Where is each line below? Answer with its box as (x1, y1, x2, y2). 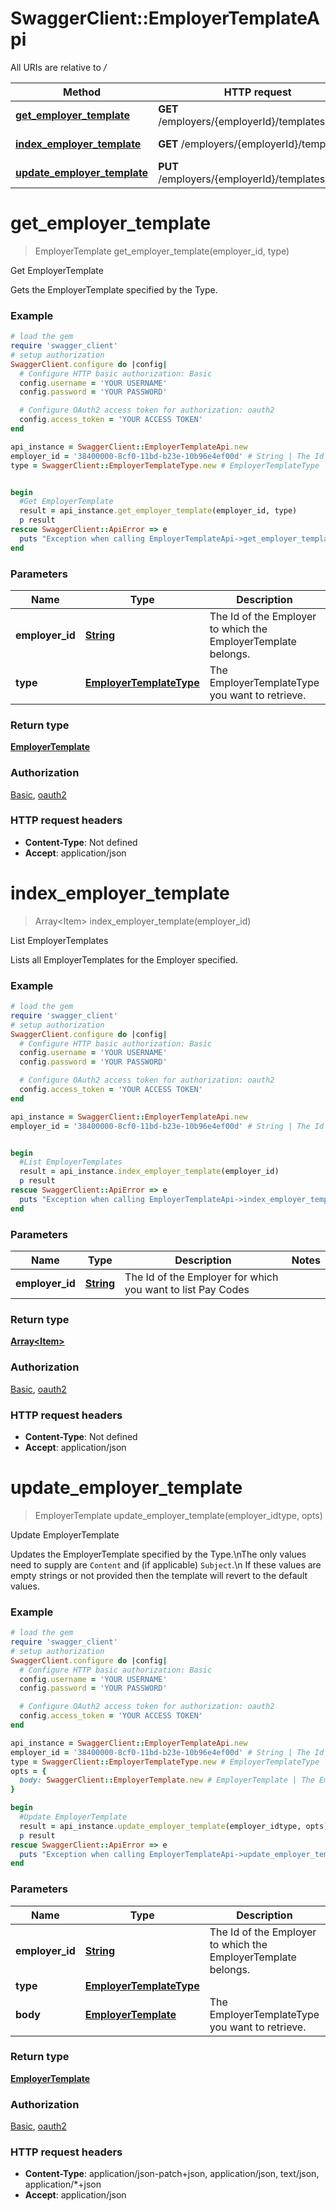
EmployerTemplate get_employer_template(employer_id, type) (34, 245, 290, 257)
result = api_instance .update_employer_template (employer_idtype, (19, 1821, 302, 1831)
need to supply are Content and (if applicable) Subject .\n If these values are (10, 1558, 322, 1571)
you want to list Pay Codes (124, 1283, 250, 1297)
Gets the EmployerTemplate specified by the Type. (10, 283, 218, 296)
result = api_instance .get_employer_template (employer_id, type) (19, 506, 298, 516)
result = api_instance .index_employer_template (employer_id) (19, 1167, 280, 1177)
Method (62, 85, 102, 99)
